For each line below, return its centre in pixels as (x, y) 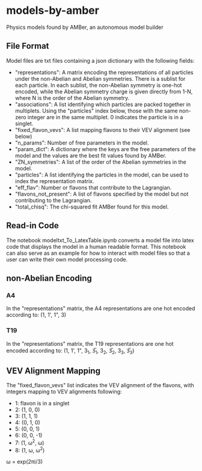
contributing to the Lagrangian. (53, 200)
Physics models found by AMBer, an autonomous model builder (85, 27)
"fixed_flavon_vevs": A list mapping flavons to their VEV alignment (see (103, 129)
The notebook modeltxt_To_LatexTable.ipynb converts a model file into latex (100, 240)
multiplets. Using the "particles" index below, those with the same (96, 111)
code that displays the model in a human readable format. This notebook (96, 246)
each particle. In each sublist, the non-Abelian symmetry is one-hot (98, 85)
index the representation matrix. (54, 181)
